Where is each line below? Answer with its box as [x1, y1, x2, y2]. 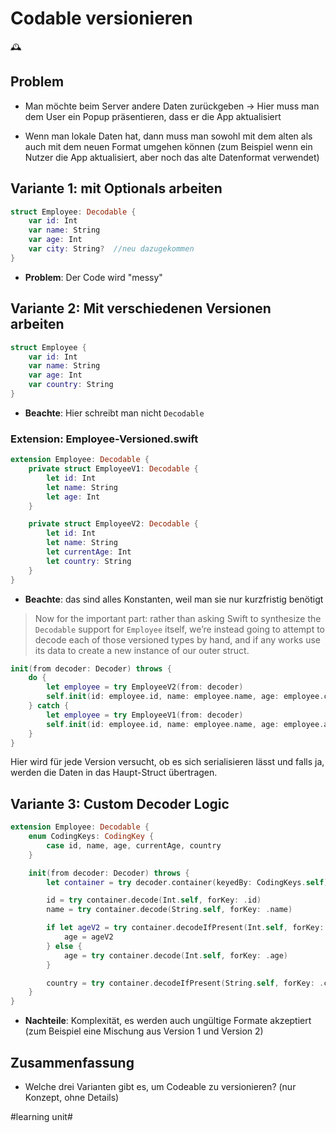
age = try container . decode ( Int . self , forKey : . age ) [63, 950, 289, 961]
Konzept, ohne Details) [24, 1092, 120, 1104]
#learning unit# [10, 1111, 73, 1123]
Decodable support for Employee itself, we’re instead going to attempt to [34, 623, 325, 635]
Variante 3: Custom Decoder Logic [10, 795, 230, 812]
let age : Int [46, 492, 101, 502]
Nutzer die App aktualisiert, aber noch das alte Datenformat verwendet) [24, 151, 320, 163]
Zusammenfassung [10, 1054, 135, 1071]
